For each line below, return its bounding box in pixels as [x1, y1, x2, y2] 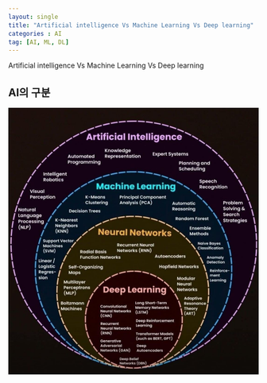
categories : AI [8, 29, 62, 37]
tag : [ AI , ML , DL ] [8, 38, 69, 46]
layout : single [8, 13, 59, 21]
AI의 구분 [8, 86, 51, 99]
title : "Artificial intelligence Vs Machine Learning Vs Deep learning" [8, 21, 254, 29]
